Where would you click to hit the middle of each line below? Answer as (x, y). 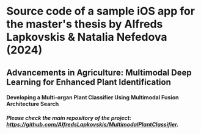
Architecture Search (33, 104)
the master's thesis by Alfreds (85, 24)
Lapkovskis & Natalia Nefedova (87, 37)
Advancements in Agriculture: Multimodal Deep (99, 72)
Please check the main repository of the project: (69, 118)
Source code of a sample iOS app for (101, 11)
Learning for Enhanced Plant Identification (89, 82)
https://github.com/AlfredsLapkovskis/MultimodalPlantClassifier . (93, 124)
